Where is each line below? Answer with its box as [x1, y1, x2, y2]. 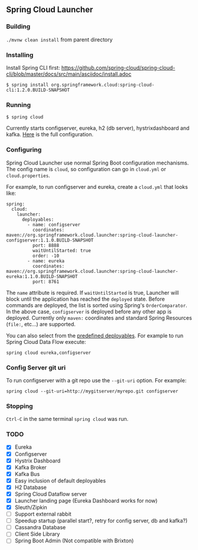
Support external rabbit [14, 510, 72, 517]
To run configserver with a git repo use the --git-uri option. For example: [6, 377, 187, 384]
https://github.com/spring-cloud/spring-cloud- [61, 64, 176, 71]
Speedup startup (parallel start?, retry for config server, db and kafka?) [14, 517, 188, 525]
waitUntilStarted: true [32, 247, 92, 253]
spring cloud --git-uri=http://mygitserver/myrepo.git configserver [6, 388, 178, 394]
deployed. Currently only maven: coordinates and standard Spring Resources [6, 314, 192, 321]
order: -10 [32, 253, 60, 259]
